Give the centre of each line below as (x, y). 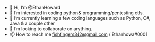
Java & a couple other (32, 23)
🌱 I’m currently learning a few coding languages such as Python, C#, (80, 18)
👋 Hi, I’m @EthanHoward (35, 8)
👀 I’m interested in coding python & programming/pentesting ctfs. (77, 13)
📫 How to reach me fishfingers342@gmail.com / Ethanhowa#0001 (78, 34)
